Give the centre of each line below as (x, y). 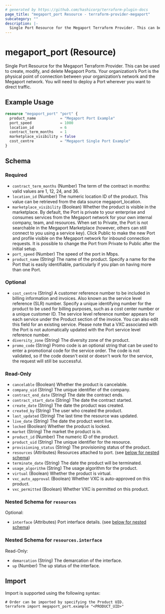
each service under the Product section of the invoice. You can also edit (85, 319)
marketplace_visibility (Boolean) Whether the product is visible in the (84, 207)
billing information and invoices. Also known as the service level (77, 298)
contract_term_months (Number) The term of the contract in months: (81, 186)
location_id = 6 (38, 128)
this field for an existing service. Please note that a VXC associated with (85, 324)
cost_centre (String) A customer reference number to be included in (81, 293)
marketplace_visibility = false (43, 137)
